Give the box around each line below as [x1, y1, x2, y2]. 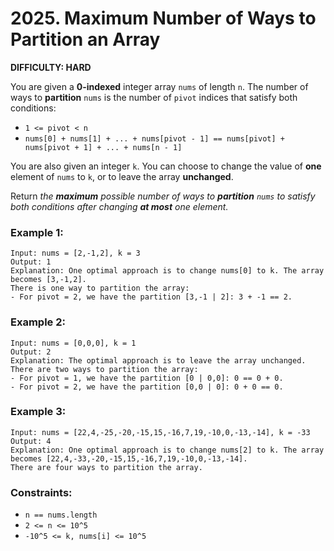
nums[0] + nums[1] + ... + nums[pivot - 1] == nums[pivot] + [24, 133, 286, 144]
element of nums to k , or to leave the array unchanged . [10, 170, 234, 182]
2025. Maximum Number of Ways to [10, 7, 317, 30]
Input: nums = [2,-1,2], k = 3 [10, 248, 141, 259]
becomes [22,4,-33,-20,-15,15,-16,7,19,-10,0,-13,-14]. [10, 453, 248, 464]
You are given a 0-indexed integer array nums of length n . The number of [10, 80, 309, 92]
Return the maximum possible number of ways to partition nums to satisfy [10, 190, 316, 202]
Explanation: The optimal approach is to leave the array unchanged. [10, 355, 307, 366]
